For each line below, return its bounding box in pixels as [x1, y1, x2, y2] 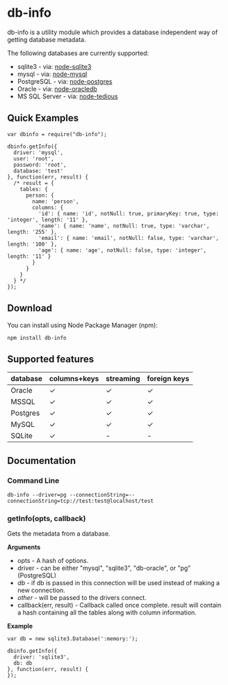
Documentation [7, 455, 76, 467]
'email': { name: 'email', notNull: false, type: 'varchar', [38, 234, 219, 241]
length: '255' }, [7, 228, 58, 235]
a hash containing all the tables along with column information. [17, 608, 197, 617]
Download [7, 302, 52, 315]
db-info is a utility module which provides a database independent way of [7, 28, 218, 36]
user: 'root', [13, 155, 54, 162]
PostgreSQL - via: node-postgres [17, 77, 113, 85]
